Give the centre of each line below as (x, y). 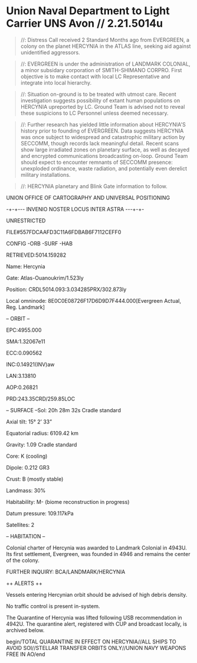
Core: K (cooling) (27, 456)
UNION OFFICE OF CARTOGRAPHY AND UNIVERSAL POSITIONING (88, 198)
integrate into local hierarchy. (56, 83)
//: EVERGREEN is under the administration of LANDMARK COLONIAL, (105, 64)
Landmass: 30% (26, 490)
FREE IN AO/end (26, 654)
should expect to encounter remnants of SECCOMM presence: (96, 162)
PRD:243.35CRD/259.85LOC (41, 399)
